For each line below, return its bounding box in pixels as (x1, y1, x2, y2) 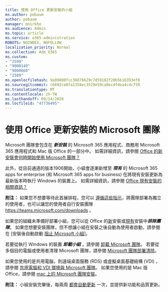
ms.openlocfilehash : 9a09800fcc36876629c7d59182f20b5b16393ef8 (5, 78, 140, 83)
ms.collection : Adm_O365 (5, 49, 57, 54)
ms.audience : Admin (5, 26, 46, 31)
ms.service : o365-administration (5, 36, 75, 41)
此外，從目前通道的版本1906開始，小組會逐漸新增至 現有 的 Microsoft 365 (5, 165, 158, 171)
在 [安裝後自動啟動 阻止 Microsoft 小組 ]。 (5, 231, 90, 237)
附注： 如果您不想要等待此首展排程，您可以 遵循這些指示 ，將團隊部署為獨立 (5, 195, 161, 201)
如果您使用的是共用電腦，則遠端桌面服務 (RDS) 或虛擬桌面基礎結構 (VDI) (5, 258, 154, 264)
